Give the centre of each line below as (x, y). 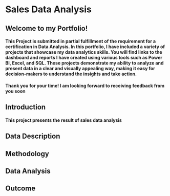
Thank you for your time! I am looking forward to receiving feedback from (85, 85)
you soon (15, 91)
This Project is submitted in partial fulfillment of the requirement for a (81, 41)
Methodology (27, 154)
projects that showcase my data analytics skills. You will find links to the (84, 52)
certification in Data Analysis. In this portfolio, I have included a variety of (85, 47)
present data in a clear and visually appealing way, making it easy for (80, 69)
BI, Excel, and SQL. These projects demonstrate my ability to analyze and (84, 63)
